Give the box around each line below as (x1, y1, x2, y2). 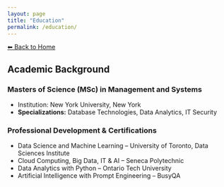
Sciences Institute (17, 149, 70, 157)
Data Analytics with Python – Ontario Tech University (17, 164, 172, 173)
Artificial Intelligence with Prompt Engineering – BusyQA (17, 171, 181, 180)
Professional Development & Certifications (7, 125, 157, 135)
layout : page (7, 10, 46, 18)
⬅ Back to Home (7, 43, 56, 52)
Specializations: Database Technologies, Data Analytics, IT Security (17, 108, 218, 116)
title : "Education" (7, 17, 65, 24)
